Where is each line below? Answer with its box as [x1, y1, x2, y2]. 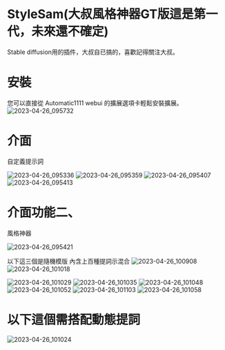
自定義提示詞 [7, 157, 43, 165]
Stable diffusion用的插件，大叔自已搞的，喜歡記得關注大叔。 [7, 48, 179, 56]
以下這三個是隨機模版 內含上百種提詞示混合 [7, 257, 130, 265]
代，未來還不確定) [7, 24, 109, 39]
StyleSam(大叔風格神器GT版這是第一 [7, 6, 218, 22]
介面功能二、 [7, 205, 81, 220]
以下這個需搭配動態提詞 [7, 312, 141, 327]
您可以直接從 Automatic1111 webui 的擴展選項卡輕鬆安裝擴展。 [7, 98, 183, 107]
